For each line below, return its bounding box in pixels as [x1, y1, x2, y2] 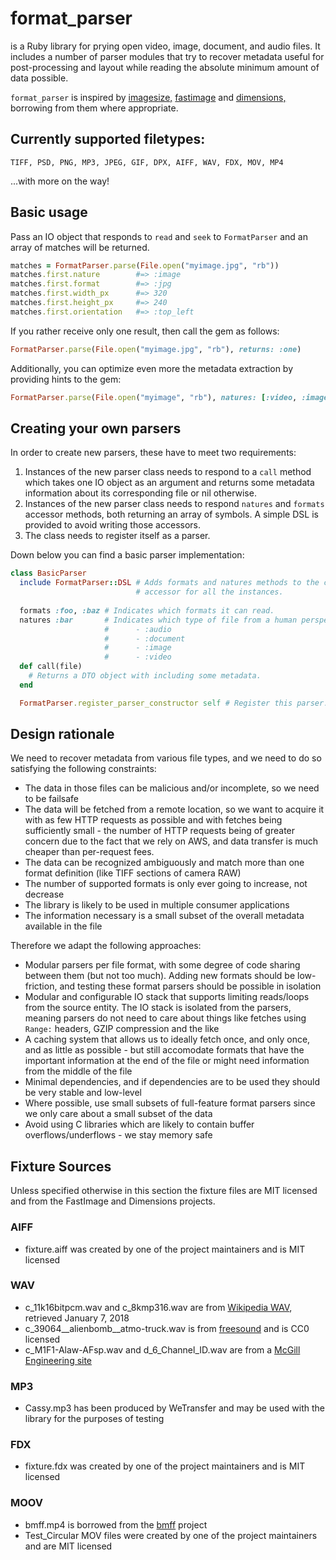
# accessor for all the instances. [135, 587, 284, 597]
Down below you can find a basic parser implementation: [10, 549, 245, 561]
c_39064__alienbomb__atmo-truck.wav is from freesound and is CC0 [24, 1322, 310, 1334]
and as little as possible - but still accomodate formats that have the [24, 1044, 305, 1056]
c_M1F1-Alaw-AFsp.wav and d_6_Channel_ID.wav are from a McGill [24, 1343, 301, 1356]
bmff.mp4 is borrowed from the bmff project [24, 1518, 208, 1531]
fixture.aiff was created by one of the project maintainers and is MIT [24, 1243, 306, 1255]
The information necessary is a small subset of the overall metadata [24, 910, 305, 922]
